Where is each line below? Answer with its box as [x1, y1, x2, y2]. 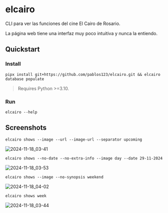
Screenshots [5, 123, 47, 132]
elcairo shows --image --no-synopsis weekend [5, 174, 103, 179]
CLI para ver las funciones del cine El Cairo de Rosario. [5, 20, 121, 26]
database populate [5, 76, 44, 82]
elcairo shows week [5, 193, 47, 198]
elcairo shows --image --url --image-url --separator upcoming [5, 137, 143, 142]
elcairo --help [5, 110, 38, 115]
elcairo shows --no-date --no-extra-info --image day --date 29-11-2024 [5, 155, 163, 161]
